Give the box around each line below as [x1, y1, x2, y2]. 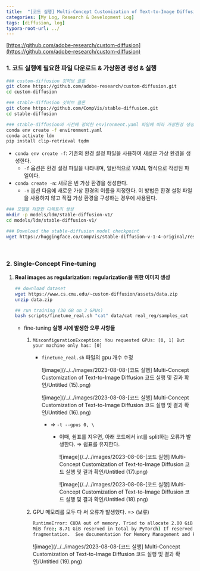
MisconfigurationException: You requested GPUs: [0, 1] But [32, 337, 185, 343]
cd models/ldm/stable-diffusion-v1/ [6, 218, 97, 224]
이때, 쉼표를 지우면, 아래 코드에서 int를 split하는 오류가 [59, 433, 185, 440]
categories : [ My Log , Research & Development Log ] [6, 14, 135, 20]
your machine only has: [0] [32, 343, 102, 349]
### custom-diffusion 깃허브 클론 [6, 78, 86, 84]
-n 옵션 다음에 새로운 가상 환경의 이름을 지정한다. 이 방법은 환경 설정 [23, 187, 182, 194]
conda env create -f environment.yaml [6, 127, 102, 133]
